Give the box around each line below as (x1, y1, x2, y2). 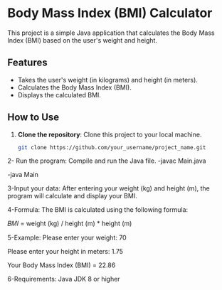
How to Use (7, 112, 60, 124)
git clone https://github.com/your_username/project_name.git (17, 144, 206, 151)
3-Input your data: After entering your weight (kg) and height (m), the (7, 184, 210, 193)
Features (7, 57, 48, 69)
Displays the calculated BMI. (17, 90, 102, 99)
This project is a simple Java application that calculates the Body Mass (7, 28, 215, 37)
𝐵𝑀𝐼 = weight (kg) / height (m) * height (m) (7, 219, 132, 228)
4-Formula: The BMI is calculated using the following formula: (7, 205, 189, 214)
